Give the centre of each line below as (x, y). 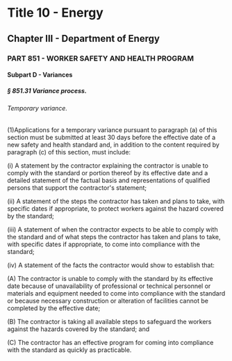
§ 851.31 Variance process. (47, 90)
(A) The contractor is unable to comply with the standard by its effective (110, 278)
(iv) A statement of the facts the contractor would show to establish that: (111, 265)
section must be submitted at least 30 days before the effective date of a (111, 137)
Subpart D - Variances (40, 75)
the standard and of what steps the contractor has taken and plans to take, (114, 236)
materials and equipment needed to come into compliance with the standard (116, 293)
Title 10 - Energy (56, 13)
